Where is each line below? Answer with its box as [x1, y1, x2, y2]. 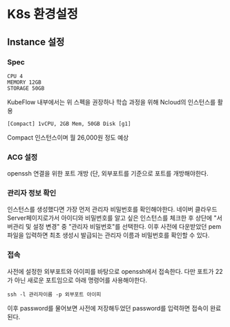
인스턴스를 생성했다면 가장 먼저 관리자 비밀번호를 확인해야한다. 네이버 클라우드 [7, 205, 218, 214]
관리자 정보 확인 [7, 188, 57, 198]
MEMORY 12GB [7, 79, 41, 86]
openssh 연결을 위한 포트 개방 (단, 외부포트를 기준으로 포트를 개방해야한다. [7, 169, 209, 178]
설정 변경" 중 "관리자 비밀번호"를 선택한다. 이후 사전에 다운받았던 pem [32, 223, 222, 231]
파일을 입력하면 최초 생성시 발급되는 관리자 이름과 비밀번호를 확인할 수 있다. [7, 231, 210, 239]
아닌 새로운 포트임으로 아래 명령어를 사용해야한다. [14, 276, 147, 284]
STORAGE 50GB [7, 84, 45, 92]
